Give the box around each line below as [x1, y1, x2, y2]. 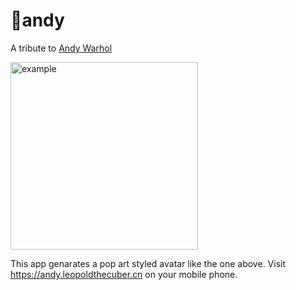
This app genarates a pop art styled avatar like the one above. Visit [10, 257, 287, 269]
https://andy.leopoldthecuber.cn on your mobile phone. [10, 268, 238, 280]
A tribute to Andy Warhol [10, 42, 113, 54]
